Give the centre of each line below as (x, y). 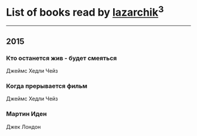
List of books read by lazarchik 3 (85, 11)
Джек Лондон (23, 127)
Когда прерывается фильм (47, 86)
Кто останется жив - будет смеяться (62, 58)
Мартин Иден (26, 114)
